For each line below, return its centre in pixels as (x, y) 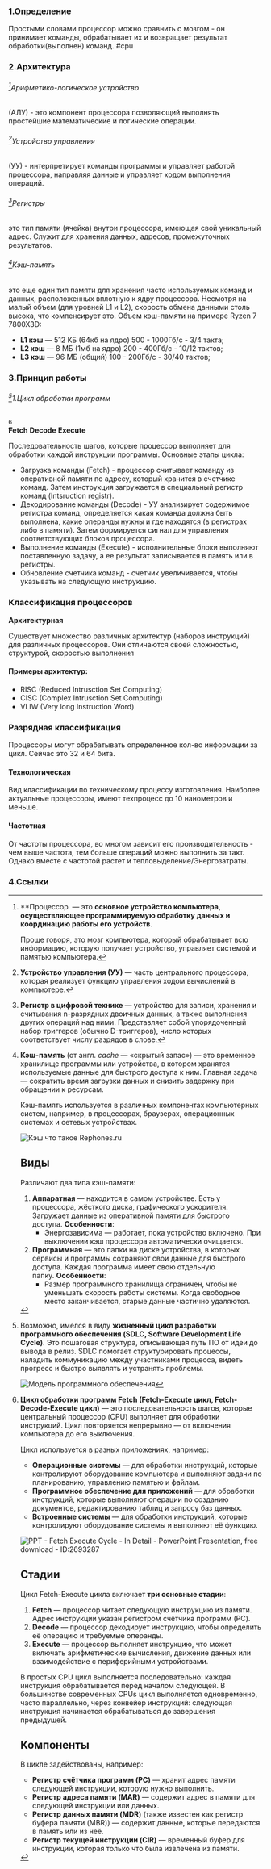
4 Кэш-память (32, 264)
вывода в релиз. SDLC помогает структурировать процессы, (125, 1351)
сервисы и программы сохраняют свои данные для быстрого (139, 1258)
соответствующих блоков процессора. (88, 539)
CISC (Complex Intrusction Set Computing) (91, 698)
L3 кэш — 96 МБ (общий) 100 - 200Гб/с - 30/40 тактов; (115, 357)
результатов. (31, 245)
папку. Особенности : (69, 1275)
